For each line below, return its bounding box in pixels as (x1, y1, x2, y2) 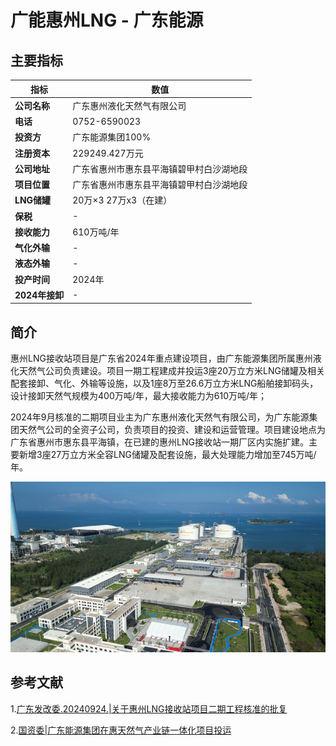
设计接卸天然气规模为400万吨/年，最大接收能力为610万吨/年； (10, 390, 268, 402)
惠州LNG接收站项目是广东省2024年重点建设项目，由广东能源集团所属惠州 (10, 352, 313, 365)
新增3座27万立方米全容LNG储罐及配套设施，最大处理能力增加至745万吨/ (18, 449, 317, 461)
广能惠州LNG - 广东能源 (10, 9, 204, 32)
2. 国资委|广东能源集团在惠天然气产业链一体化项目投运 (10, 724, 232, 736)
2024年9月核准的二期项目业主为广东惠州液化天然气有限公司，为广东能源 (10, 411, 310, 423)
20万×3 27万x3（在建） (72, 194, 173, 206)
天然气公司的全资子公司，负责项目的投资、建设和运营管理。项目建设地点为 (18, 424, 326, 436)
